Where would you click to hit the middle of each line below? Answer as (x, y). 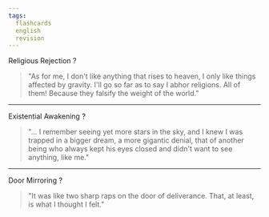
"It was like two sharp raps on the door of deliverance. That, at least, (141, 196)
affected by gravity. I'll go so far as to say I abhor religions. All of (134, 85)
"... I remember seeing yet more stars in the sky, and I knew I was (135, 132)
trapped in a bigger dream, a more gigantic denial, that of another (136, 140)
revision (30, 38)
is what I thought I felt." (66, 204)
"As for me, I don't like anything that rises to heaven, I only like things (142, 76)
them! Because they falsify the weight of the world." (113, 94)
